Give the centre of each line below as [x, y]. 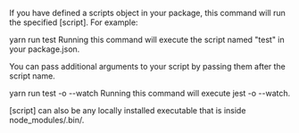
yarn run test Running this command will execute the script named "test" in [147, 40]
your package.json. [45, 49]
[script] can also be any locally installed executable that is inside [128, 110]
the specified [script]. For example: [74, 22]
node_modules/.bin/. [47, 120]
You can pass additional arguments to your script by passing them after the [147, 66]
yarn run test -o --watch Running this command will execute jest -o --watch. [150, 93]
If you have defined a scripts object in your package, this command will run [147, 13]
